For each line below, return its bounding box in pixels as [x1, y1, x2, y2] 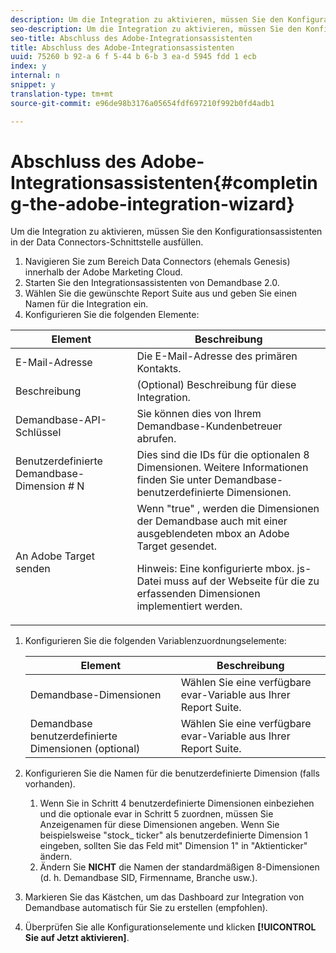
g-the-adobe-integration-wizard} [10, 192, 295, 215]
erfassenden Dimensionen [136, 587, 261, 601]
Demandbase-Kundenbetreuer [136, 419, 283, 433]
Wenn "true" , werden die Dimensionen [136, 502, 320, 516]
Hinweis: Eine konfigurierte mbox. [136, 562, 295, 576]
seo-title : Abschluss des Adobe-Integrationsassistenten [10, 33, 253, 43]
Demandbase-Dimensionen [29, 688, 162, 702]
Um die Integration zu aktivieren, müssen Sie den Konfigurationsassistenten [10, 226, 323, 238]
